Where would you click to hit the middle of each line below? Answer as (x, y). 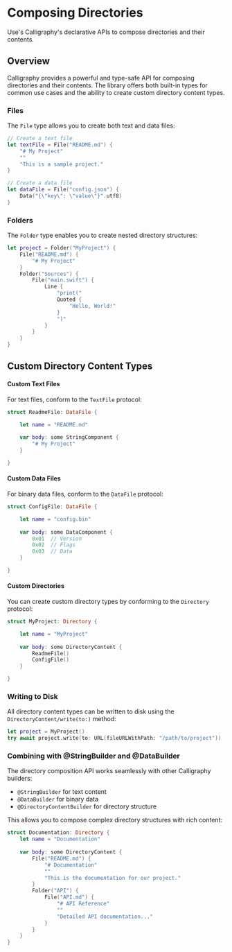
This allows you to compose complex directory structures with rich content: (115, 820)
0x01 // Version (57, 539)
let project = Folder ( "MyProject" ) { (62, 248)
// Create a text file (40, 139)
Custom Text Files (34, 384)
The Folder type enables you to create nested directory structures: (102, 235)
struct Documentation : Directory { (59, 833)
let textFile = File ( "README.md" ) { (60, 145)
